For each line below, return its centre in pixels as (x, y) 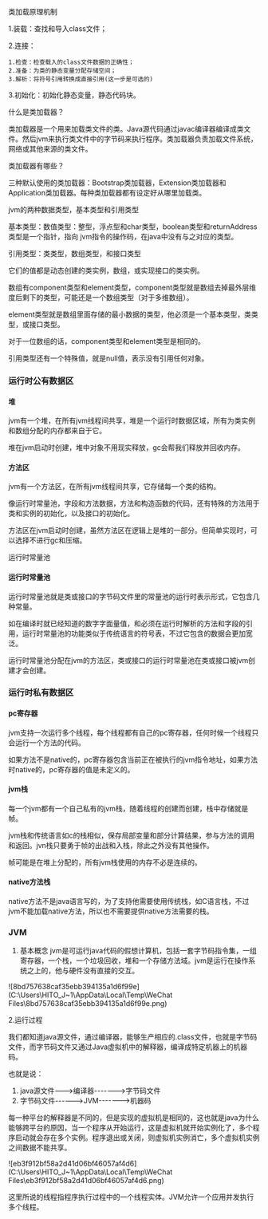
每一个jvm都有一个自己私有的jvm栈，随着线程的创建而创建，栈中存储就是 (128, 808)
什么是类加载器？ (36, 112)
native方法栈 (30, 882)
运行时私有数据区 (41, 692)
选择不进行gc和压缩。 (51, 540)
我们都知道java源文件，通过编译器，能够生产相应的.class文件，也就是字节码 (133, 1037)
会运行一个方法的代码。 (47, 742)
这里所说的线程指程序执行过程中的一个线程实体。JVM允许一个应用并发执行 (131, 1197)
